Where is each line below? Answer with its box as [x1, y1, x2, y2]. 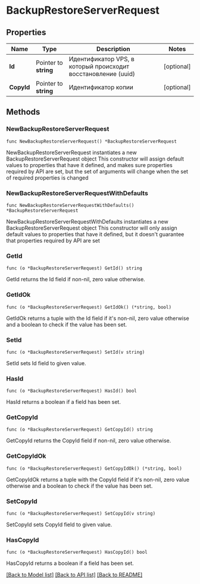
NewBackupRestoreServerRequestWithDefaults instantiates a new [6, 218, 168, 225]
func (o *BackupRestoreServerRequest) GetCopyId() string [6, 426, 153, 433]
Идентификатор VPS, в [68, 55, 135, 63]
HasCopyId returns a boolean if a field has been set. [6, 560, 134, 567]
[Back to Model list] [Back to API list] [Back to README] [6, 572, 143, 579]
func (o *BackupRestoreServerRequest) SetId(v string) [6, 349, 145, 355]
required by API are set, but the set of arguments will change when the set [6, 168, 189, 175]
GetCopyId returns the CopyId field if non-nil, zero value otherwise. [6, 437, 171, 444]
